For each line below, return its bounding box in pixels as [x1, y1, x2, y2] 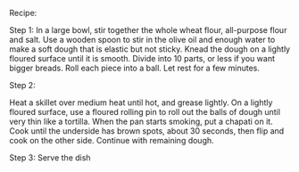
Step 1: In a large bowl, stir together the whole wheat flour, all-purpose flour [9, 25, 287, 35]
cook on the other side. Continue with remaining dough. [9, 135, 214, 145]
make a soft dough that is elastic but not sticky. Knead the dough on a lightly [9, 44, 291, 54]
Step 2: [9, 80, 36, 90]
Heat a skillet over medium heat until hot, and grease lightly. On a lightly [9, 97, 273, 108]
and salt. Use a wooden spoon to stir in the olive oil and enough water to [9, 35, 276, 45]
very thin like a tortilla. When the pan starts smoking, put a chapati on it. [9, 116, 274, 127]
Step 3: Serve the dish [9, 152, 91, 163]
